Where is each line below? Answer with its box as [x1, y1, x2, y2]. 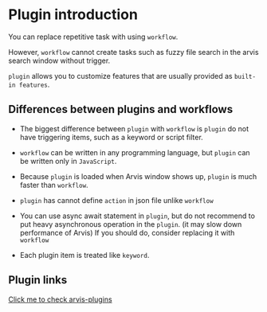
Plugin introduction [8, 6, 138, 24]
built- [234, 72, 257, 80]
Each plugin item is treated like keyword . [19, 250, 150, 259]
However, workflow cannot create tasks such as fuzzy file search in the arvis [8, 47, 259, 57]
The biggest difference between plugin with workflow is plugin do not [19, 123, 249, 133]
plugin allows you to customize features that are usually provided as [8, 71, 233, 80]
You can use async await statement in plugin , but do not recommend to [19, 211, 255, 220]
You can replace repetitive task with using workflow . [8, 32, 179, 41]
